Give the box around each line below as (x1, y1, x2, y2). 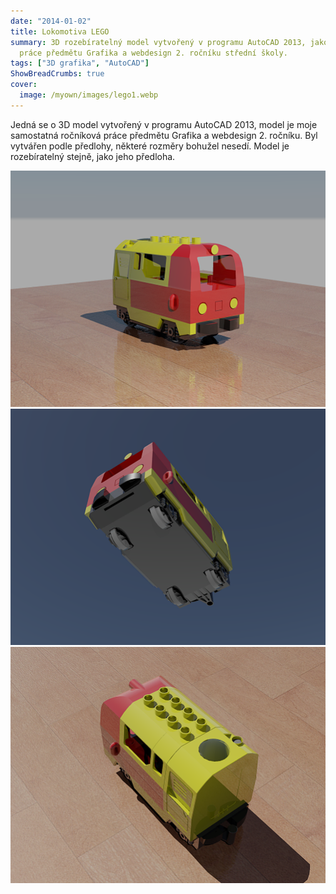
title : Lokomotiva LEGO (10, 26, 110, 37)
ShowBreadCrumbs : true (10, 69, 105, 79)
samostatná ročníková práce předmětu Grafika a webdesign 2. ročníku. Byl (10, 129, 318, 141)
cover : (10, 80, 38, 90)
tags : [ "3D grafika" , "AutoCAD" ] (10, 58, 150, 69)
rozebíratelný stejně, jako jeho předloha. (10, 150, 176, 162)
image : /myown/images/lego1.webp (19, 90, 159, 100)
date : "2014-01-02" (10, 16, 92, 26)
